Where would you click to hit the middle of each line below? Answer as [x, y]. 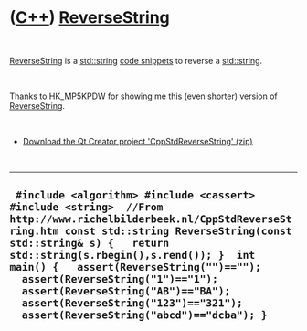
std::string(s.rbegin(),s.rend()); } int [132, 255]
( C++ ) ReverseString [90, 18]
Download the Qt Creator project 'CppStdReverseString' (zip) [138, 141]
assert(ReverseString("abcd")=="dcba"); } [144, 315]
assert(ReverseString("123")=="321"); [132, 303]
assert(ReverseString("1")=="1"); [120, 279]
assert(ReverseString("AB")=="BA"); [126, 291]
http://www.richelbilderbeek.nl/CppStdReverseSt [151, 219]
